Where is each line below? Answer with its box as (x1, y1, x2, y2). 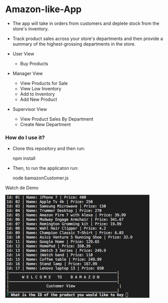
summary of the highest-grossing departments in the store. (12, 41, 136, 47)
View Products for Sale (20, 80, 68, 86)
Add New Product (20, 96, 57, 102)
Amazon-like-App (5, 4, 82, 15)
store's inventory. (12, 25, 49, 31)
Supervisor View (12, 106, 47, 112)
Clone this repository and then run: (12, 145, 85, 151)
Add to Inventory (20, 91, 55, 97)
